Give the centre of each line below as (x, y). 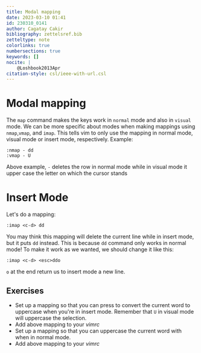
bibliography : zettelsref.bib (44, 34)
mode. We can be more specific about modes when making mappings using (101, 127)
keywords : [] (23, 57)
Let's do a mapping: (31, 214)
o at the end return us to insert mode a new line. (66, 272)
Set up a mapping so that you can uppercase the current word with (98, 331)
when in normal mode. (43, 337)
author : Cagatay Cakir (35, 29)
